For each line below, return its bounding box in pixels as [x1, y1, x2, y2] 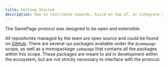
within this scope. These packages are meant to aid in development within [5, 51, 158, 57]
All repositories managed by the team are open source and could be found [5, 35, 158, 41]
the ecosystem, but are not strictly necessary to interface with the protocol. [5, 56, 161, 62]
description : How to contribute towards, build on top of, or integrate [5, 12, 160, 17]
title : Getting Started [5, 7, 55, 12]
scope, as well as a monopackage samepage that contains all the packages [5, 46, 157, 52]
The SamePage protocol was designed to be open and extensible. [5, 25, 141, 31]
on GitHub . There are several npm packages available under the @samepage [5, 40, 156, 46]
